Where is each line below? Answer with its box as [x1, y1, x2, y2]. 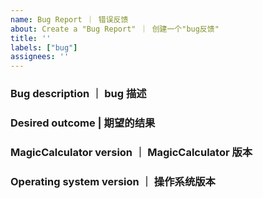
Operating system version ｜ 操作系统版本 [10, 174, 216, 188]
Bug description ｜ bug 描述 [10, 87, 147, 101]
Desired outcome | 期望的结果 [10, 116, 156, 130]
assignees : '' [10, 52, 70, 62]
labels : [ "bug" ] [10, 42, 78, 53]
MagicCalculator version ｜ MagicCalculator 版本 [10, 145, 253, 159]
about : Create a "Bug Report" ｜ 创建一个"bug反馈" [10, 24, 220, 34]
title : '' [10, 33, 52, 43]
